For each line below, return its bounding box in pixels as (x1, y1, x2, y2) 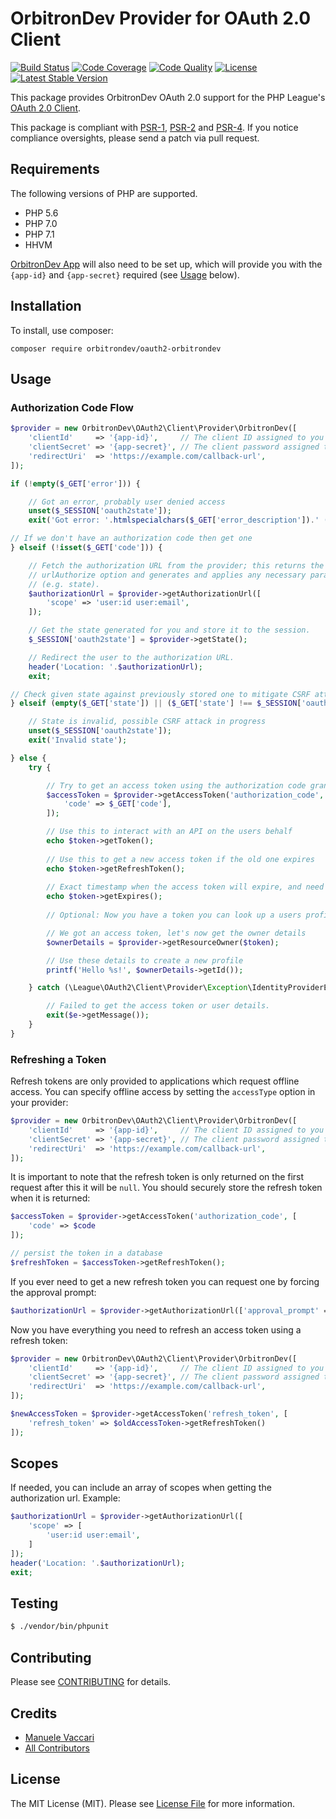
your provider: (10, 1097, 69, 1109)
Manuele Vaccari (24, 1731, 95, 1743)
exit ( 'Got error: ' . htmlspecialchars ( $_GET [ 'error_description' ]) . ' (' (28, 515, 333, 526)
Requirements (10, 161, 100, 178)
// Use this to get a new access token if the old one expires (46, 854, 315, 864)
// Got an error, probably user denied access (28, 497, 226, 507)
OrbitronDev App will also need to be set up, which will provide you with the (10, 258, 323, 270)
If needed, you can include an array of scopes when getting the (10, 1482, 272, 1494)
